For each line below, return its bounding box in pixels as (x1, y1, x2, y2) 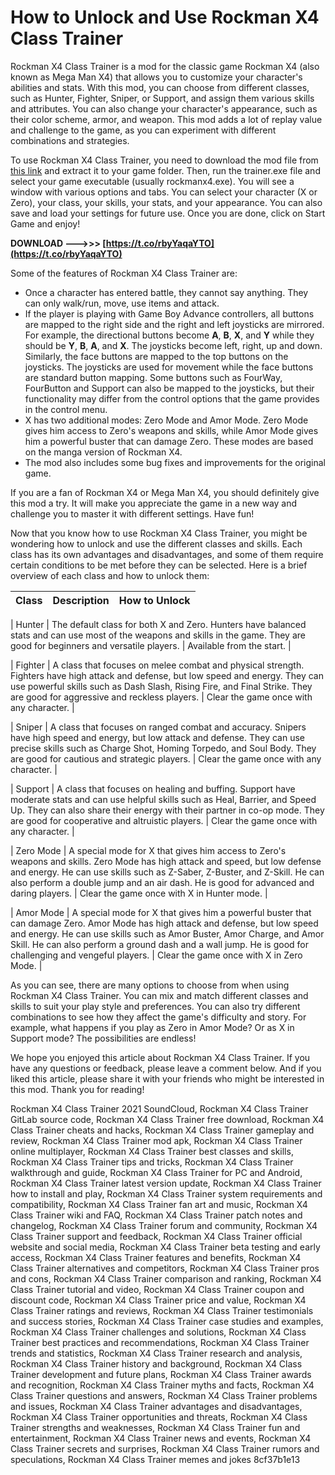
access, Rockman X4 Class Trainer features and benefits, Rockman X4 (10, 1251, 302, 1263)
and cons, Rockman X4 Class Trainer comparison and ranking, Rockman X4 (10, 1272, 322, 1285)
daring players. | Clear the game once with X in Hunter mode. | (10, 887, 268, 899)
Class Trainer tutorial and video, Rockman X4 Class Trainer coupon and (10, 1283, 305, 1295)
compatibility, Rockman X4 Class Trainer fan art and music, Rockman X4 (10, 1198, 308, 1210)
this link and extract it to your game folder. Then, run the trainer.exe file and (10, 164, 321, 176)
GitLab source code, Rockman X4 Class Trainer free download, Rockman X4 (10, 1113, 325, 1125)
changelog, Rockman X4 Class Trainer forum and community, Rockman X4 (10, 1219, 318, 1231)
